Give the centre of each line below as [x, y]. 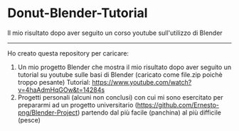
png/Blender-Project [48, 112]
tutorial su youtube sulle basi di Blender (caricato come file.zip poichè [120, 74]
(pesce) [29, 120]
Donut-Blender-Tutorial [78, 13]
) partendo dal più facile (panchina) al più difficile [149, 112]
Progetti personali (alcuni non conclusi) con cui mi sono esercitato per [120, 97]
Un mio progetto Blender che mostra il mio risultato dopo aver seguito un [124, 67]
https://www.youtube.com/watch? [142, 82]
